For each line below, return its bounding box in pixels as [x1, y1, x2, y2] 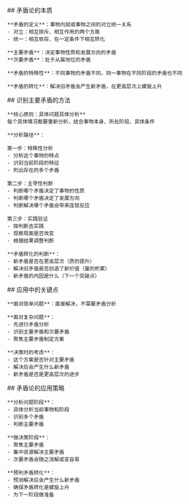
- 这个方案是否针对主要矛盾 [7, 356, 75, 363]
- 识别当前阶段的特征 [7, 160, 60, 166]
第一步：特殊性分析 [7, 145, 53, 152]
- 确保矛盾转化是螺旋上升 [7, 484, 70, 491]
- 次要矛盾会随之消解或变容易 [7, 456, 80, 463]
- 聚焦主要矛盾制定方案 [7, 336, 65, 342]
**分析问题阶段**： [7, 399, 55, 406]
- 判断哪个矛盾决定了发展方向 [7, 195, 80, 201]
